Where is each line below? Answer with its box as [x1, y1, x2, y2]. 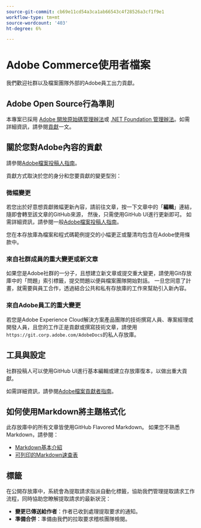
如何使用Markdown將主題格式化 [6, 406, 126, 417]
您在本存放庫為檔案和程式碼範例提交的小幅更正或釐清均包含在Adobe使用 [6, 231, 185, 239]
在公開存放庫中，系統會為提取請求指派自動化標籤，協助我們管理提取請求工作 [6, 488, 195, 495]
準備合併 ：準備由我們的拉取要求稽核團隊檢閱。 [14, 515, 130, 523]
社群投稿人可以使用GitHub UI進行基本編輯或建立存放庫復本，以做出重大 [6, 367, 182, 375]
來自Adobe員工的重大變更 [6, 301, 81, 309]
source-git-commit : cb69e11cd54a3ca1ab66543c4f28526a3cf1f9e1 [6, 8, 165, 15]
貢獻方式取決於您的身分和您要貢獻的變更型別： [6, 172, 121, 179]
